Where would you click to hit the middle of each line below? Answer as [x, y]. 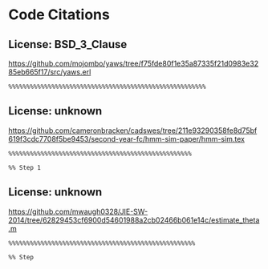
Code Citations [59, 15]
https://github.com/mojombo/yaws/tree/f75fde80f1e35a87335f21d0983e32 [134, 63]
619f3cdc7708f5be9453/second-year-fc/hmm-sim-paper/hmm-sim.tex [126, 139]
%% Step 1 [25, 167]
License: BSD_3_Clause [68, 44]
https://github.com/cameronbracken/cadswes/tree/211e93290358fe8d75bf [133, 130]
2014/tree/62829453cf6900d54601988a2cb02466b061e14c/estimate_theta [134, 220]
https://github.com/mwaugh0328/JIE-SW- [78, 211]
